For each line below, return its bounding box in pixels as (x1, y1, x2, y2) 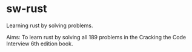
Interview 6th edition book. (6, 40, 73, 47)
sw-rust (6, 2, 47, 16)
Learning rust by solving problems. (6, 22, 93, 29)
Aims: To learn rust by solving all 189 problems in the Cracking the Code (6, 33, 187, 41)
